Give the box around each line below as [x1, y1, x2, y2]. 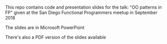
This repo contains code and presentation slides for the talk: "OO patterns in [5, 4, 162, 10]
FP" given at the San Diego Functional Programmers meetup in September [5, 9, 158, 15]
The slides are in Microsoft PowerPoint [5, 24, 85, 30]
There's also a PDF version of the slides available [5, 34, 106, 40]
